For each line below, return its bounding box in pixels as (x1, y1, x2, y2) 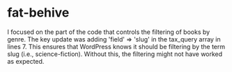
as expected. (7, 57, 45, 65)
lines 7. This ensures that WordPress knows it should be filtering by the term (7, 42, 226, 51)
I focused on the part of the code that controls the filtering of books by (7, 28, 210, 36)
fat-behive (7, 5, 70, 21)
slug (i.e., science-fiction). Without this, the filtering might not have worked (7, 50, 223, 58)
